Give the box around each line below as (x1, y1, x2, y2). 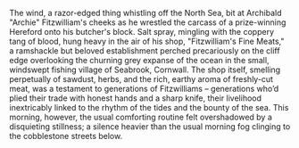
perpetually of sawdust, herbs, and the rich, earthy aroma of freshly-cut (9, 74, 274, 84)
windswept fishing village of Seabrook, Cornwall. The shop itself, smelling (9, 64, 281, 75)
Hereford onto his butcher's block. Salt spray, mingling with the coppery (9, 27, 275, 37)
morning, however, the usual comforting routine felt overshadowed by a (9, 111, 272, 122)
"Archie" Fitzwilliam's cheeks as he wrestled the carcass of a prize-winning (9, 17, 287, 28)
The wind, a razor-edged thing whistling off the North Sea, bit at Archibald (9, 8, 282, 18)
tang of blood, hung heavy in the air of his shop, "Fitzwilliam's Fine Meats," (9, 36, 285, 46)
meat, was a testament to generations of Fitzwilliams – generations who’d (9, 84, 279, 94)
